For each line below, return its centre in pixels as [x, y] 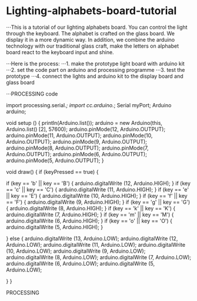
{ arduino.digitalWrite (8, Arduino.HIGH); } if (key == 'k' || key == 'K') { [91, 208]
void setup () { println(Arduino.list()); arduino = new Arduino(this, [84, 123]
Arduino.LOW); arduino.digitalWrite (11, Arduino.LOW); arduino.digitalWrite [96, 244]
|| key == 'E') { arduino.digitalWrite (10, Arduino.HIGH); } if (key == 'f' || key [97, 196]
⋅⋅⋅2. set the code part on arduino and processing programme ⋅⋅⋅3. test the [96, 70]
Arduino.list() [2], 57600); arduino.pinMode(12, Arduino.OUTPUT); [86, 129]
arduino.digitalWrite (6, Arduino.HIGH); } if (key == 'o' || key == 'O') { [89, 221]
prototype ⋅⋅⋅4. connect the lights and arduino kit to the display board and [95, 76]
